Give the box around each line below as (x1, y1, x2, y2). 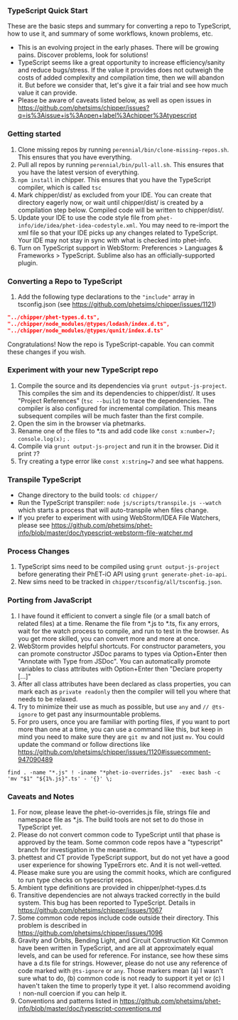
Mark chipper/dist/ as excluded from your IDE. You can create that (17, 191, 212, 199)
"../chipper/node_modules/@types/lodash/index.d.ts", (7, 320, 171, 327)
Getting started (7, 129, 62, 139)
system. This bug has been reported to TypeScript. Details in (17, 898, 196, 907)
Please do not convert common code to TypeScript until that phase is (17, 831, 221, 839)
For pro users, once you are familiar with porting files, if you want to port (17, 717, 230, 726)
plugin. (17, 258, 38, 267)
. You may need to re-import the (135, 221, 229, 229)
